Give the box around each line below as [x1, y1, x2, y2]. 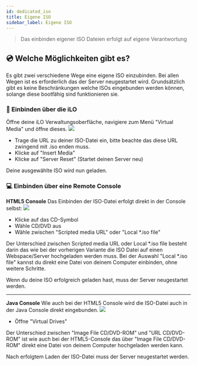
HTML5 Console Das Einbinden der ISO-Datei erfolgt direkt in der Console [6, 197, 186, 204]
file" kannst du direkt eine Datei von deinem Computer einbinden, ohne [6, 258, 178, 266]
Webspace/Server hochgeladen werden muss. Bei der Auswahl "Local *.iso [6, 252, 188, 259]
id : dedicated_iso [6, 8, 51, 15]
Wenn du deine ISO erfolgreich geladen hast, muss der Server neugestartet [6, 276, 188, 283]
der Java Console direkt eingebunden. [6, 306, 98, 313]
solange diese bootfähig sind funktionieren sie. [6, 90, 119, 98]
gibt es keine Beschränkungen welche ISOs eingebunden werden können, [6, 85, 185, 92]
